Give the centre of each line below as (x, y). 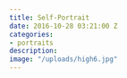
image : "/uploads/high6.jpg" (63, 59)
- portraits (31, 43)
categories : (31, 34)
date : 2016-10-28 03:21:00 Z (63, 26)
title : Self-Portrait (50, 17)
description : (34, 51)
